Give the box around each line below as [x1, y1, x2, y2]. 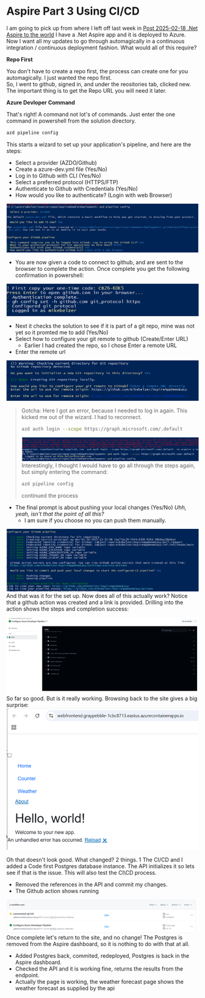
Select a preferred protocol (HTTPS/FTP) [15, 178, 119, 185]
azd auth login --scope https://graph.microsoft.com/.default [21, 426, 183, 432]
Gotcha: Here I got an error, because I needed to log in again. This [21, 407, 188, 414]
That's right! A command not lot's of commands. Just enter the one [6, 110, 176, 118]
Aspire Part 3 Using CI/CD [6, 4, 140, 18]
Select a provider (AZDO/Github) [15, 159, 98, 166]
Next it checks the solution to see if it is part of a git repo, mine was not [15, 322, 195, 330]
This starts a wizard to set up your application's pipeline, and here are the [6, 140, 192, 148]
